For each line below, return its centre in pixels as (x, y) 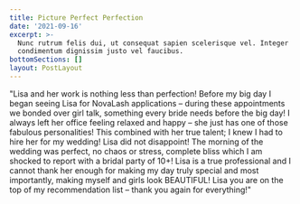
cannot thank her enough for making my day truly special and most (134, 170)
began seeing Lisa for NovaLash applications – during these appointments (147, 103)
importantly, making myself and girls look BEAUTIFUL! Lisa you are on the (146, 180)
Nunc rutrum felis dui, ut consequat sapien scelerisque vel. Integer (153, 43)
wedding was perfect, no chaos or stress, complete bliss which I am (136, 151)
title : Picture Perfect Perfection (76, 18)
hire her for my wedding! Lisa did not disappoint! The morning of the (136, 142)
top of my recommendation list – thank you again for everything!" (130, 190)
